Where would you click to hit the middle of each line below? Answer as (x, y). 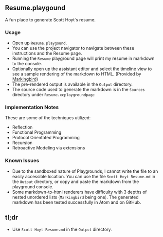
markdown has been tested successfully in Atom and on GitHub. (76, 202)
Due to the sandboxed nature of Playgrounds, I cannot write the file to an (85, 171)
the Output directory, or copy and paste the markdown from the (75, 182)
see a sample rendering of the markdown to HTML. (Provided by (77, 74)
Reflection (22, 127)
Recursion (22, 143)
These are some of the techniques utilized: (48, 118)
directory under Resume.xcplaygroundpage (53, 95)
